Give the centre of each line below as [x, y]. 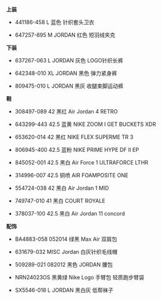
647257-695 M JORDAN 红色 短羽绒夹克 [65, 35]
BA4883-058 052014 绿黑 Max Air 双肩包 [66, 239]
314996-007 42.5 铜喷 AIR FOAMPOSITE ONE [72, 175]
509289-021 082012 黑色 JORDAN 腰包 [64, 264]
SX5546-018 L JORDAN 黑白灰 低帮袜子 [64, 290]
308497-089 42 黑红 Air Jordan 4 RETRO [66, 111]
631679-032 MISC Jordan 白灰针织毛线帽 [66, 252]
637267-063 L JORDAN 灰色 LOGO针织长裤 [69, 60]
